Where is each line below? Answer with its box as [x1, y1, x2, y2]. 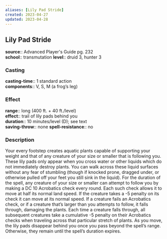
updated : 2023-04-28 [5, 17, 49, 22]
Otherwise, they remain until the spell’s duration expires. [5, 228, 121, 234]
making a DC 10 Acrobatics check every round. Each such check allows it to [5, 185, 162, 192]
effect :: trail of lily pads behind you [5, 113, 78, 119]
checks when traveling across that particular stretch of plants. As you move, [5, 217, 163, 223]
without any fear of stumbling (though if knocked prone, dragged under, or [5, 169, 159, 175]
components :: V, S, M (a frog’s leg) [5, 84, 78, 90]
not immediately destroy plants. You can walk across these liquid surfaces [5, 164, 158, 170]
